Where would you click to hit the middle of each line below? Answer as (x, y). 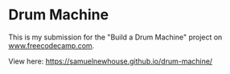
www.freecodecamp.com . (51, 45)
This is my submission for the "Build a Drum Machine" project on (115, 37)
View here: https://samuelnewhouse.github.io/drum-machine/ (111, 61)
